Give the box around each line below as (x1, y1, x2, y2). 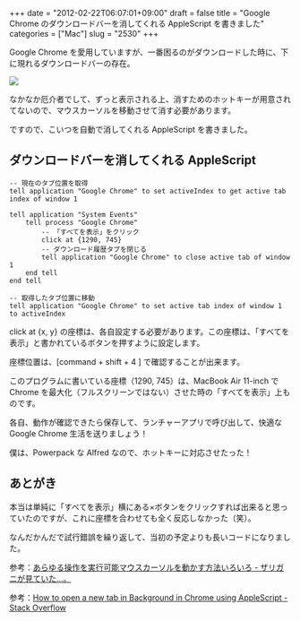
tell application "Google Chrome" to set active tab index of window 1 (9, 301, 282, 310)
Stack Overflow (9, 602, 67, 613)
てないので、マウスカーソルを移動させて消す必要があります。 (9, 105, 236, 116)
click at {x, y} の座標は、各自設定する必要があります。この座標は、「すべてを (9, 326, 289, 337)
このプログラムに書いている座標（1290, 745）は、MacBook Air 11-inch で (9, 375, 279, 386)
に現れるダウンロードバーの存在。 (9, 58, 135, 68)
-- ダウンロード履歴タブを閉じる (41, 245, 148, 254)
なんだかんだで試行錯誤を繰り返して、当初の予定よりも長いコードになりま (9, 531, 284, 542)
